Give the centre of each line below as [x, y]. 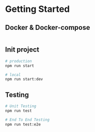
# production [19, 61]
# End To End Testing [27, 120]
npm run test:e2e [23, 124]
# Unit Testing [21, 106]
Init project [22, 50]
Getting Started [38, 9]
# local [13, 75]
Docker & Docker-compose [48, 28]
